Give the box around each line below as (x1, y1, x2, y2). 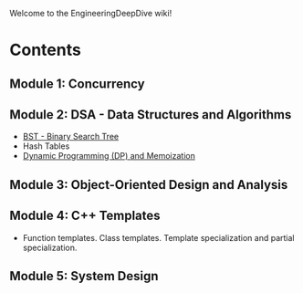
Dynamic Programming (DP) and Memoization (22, 151, 196, 162)
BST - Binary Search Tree (22, 131, 120, 142)
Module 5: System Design (9, 268, 159, 284)
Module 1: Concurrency (9, 76, 145, 91)
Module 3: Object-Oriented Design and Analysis (9, 177, 288, 193)
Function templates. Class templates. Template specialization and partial (22, 232, 295, 243)
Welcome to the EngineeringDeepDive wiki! (9, 8, 172, 18)
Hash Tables (22, 141, 70, 152)
